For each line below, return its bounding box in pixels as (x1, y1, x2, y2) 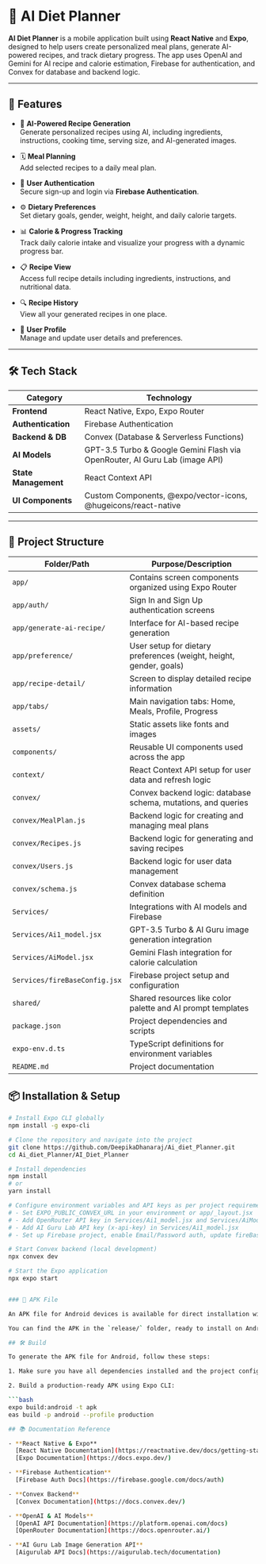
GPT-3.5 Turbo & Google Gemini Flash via (84, 444, 241, 455)
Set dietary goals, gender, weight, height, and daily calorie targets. (19, 210, 237, 220)
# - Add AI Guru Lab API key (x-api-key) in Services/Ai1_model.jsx (8, 1223, 239, 1231)
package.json (12, 1022, 62, 1030)
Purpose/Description (151, 559, 232, 570)
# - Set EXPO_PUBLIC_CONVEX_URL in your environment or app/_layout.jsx (8, 1208, 253, 1217)
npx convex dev (8, 1253, 59, 1261)
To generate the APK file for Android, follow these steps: (8, 1353, 211, 1361)
